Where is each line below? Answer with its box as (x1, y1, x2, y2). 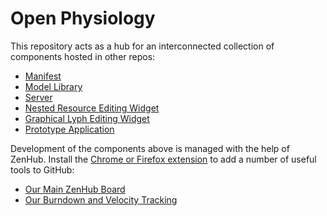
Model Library (24, 80, 83, 92)
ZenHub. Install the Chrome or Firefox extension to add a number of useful (10, 153, 317, 165)
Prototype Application (24, 123, 115, 135)
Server (24, 91, 53, 103)
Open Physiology (10, 7, 156, 30)
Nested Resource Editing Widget (24, 102, 160, 114)
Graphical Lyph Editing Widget (24, 112, 150, 124)
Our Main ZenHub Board (24, 183, 126, 195)
